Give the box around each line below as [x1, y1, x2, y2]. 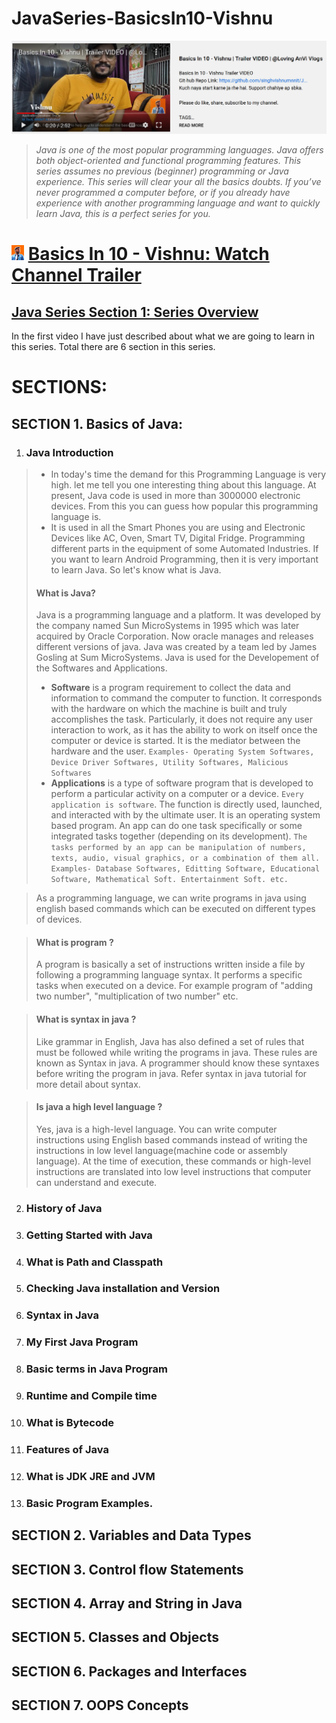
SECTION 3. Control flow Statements [11, 1561, 244, 1578]
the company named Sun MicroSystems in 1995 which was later [35, 620, 300, 632]
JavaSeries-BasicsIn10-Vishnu [11, 7, 274, 30]
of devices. [35, 913, 83, 926]
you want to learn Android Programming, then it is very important [50, 553, 319, 565]
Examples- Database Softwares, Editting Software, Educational [50, 864, 321, 874]
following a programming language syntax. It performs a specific [35, 969, 303, 981]
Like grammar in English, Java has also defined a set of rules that [35, 1035, 305, 1047]
